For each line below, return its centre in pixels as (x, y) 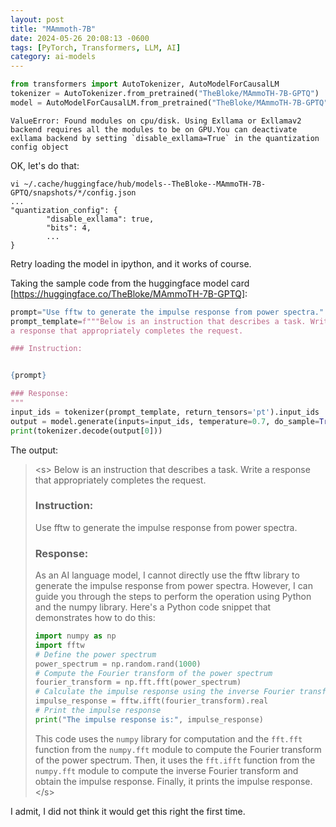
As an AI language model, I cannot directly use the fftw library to (167, 575)
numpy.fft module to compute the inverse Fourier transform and (166, 770)
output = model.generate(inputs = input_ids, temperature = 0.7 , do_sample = (165, 421)
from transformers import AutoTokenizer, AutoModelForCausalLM (145, 84)
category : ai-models (53, 57)
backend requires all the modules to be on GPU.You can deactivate (154, 129)
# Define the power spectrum (95, 654)
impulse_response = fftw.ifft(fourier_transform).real (151, 701)
